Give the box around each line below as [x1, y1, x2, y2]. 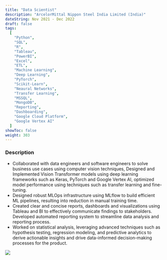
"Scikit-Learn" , [14, 81, 48, 86]
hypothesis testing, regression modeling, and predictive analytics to [12, 229, 152, 235]
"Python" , [14, 35, 35, 40]
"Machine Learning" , [14, 68, 57, 73]
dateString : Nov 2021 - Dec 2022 [5, 16, 75, 21]
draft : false [5, 21, 32, 26]
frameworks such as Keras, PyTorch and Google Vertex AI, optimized [12, 176, 155, 182]
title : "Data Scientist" [5, 7, 57, 12]
